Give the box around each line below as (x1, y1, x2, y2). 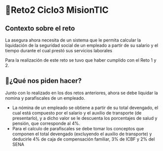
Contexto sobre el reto (5, 24, 75, 33)
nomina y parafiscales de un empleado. (5, 95, 85, 101)
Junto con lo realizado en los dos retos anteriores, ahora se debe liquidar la (5, 90, 159, 96)
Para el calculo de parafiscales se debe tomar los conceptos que (12, 125, 144, 131)
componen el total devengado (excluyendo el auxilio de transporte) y (12, 131, 152, 137)
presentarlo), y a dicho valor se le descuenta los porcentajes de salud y (12, 115, 158, 121)
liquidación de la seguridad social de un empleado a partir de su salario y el (5, 42, 159, 48)
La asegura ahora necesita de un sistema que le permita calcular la (5, 37, 141, 43)
